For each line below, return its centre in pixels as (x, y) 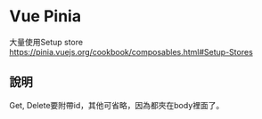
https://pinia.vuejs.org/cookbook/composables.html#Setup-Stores (131, 52)
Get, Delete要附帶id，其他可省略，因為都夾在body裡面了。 (117, 105)
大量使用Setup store (46, 42)
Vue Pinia (45, 16)
